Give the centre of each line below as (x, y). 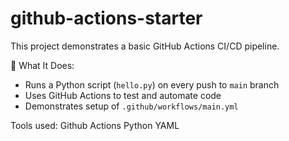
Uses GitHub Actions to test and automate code (123, 95)
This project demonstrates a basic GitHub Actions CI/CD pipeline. (145, 46)
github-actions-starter (106, 18)
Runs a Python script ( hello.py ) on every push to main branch (152, 84)
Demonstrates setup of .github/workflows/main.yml (131, 106)
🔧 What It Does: (42, 65)
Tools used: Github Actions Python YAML (95, 125)
